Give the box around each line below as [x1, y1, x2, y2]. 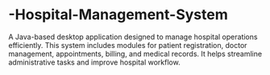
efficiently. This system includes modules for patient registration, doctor [8, 40, 247, 49]
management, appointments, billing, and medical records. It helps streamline [8, 49, 263, 58]
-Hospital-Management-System [8, 6, 228, 24]
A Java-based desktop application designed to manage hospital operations [8, 32, 258, 41]
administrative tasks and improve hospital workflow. [8, 57, 181, 67]
